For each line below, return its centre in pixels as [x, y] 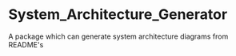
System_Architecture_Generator [118, 15]
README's [26, 44]
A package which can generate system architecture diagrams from [118, 36]
